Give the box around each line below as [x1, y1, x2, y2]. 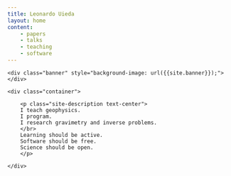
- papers [20, 30, 46, 38]
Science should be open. [20, 143, 94, 151]
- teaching [20, 43, 53, 50]
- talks [20, 37, 43, 44]
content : [7, 23, 33, 31]
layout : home [7, 17, 46, 24]
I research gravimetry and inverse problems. [20, 119, 158, 126]
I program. [20, 113, 53, 120]
